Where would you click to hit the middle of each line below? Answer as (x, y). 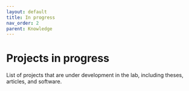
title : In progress (31, 17)
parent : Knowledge (29, 29)
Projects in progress (58, 58)
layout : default (27, 12)
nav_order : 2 (23, 23)
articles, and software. (34, 81)
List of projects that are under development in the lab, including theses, (95, 75)
